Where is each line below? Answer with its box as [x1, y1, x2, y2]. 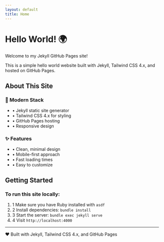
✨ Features [5, 135, 32, 142]
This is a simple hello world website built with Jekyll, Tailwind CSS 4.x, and [5, 62, 155, 68]
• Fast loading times [12, 157, 53, 162]
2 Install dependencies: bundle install [12, 207, 91, 213]
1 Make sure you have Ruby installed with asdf [12, 202, 105, 208]
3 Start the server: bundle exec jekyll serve [12, 212, 102, 218]
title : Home [5, 12, 29, 17]
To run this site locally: [5, 191, 60, 198]
